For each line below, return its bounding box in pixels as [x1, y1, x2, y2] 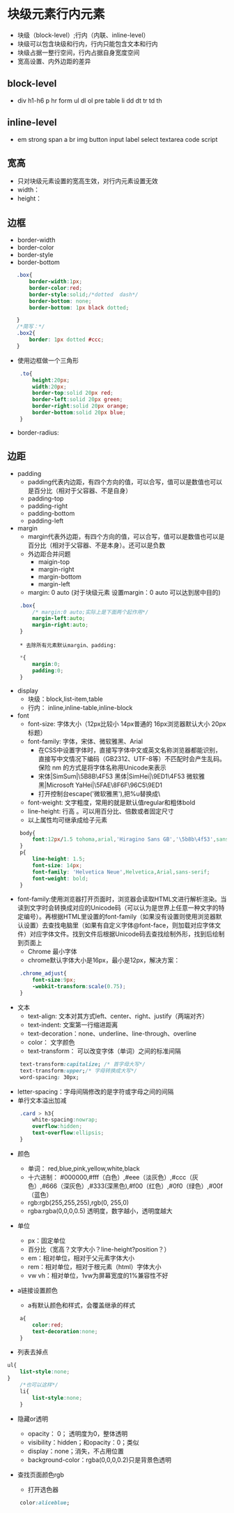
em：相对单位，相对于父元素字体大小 [27, 1254, 135, 1262]
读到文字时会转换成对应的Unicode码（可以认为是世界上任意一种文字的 [17, 904, 219, 912]
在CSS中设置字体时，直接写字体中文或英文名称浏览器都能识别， [38, 746, 221, 754]
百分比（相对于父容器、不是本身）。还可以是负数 [27, 541, 166, 549]
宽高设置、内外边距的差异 [17, 57, 91, 65]
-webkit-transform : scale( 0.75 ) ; [32, 983, 127, 990]
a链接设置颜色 [17, 1286, 58, 1294]
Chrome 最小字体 [27, 948, 77, 956]
